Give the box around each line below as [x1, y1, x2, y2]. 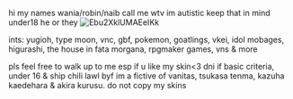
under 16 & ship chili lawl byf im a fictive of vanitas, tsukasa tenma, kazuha [8, 70, 285, 81]
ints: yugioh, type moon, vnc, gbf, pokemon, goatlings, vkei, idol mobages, [8, 35, 285, 45]
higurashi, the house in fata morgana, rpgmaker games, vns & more [8, 44, 258, 54]
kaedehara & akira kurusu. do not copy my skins [8, 80, 187, 90]
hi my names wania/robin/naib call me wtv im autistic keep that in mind [8, 8, 271, 18]
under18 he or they [8, 17, 78, 28]
